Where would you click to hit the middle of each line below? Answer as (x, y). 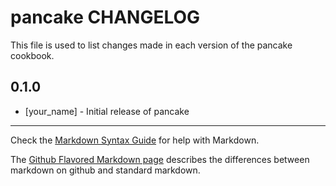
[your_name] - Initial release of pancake (107, 111)
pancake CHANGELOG (105, 17)
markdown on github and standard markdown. (105, 170)
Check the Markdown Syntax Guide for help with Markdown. (135, 140)
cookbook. (32, 55)
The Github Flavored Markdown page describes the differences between (160, 159)
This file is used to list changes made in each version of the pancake (151, 45)
